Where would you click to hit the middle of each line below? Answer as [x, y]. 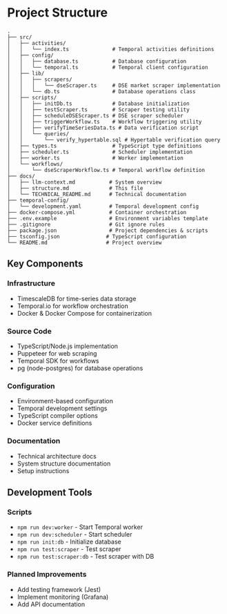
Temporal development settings [62, 408]
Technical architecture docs [57, 456]
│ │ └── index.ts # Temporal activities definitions [111, 49]
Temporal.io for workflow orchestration [73, 306]
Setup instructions [43, 470]
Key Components [45, 264]
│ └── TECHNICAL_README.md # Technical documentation [97, 194]
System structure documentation [64, 463]
